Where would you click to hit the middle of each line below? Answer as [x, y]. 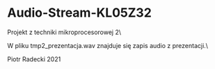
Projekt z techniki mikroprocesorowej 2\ [64, 32]
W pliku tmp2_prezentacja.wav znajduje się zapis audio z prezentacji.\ [108, 45]
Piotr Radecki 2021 [34, 59]
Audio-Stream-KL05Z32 [79, 13]
